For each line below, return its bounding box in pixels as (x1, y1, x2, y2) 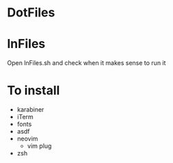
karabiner (16, 105, 44, 114)
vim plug (27, 142, 52, 150)
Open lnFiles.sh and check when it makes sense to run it (7, 59, 166, 67)
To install (7, 83, 60, 99)
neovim (16, 135, 38, 143)
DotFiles (7, 5, 55, 21)
